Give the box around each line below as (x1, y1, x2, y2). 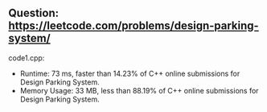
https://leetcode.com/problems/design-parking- (8, 19, 259, 33)
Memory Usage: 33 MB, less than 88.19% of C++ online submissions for (19, 85, 259, 95)
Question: (8, 6, 60, 20)
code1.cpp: (8, 52, 45, 63)
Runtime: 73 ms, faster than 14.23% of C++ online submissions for (19, 68, 240, 78)
